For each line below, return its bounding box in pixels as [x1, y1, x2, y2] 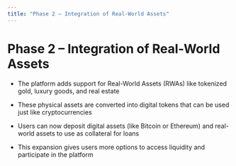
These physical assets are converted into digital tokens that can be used [17, 100, 230, 109]
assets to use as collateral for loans [35, 129, 140, 138]
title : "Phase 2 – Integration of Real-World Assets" [7, 10, 170, 18]
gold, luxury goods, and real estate [17, 86, 120, 95]
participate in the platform [17, 150, 94, 159]
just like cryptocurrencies [17, 107, 92, 117]
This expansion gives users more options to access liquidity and [17, 143, 206, 151]
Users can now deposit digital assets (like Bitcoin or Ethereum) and [17, 121, 214, 130]
